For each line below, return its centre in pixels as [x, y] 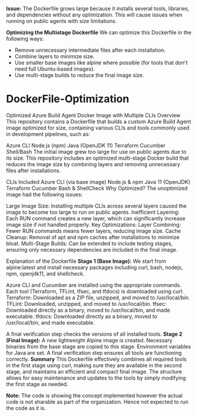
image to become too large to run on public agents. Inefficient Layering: [93, 212]
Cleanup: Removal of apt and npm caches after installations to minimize [93, 237]
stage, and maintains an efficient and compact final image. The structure [94, 371]
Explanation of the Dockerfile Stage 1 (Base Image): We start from [86, 261]
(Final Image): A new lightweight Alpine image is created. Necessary [89, 340]
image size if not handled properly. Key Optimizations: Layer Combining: [94, 224]
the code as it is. [26, 408]
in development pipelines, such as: [48, 134]
